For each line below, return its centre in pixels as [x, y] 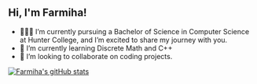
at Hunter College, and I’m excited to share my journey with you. [123, 40]
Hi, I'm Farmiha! [48, 13]
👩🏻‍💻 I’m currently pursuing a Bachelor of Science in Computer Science [134, 31]
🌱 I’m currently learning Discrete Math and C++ [96, 48]
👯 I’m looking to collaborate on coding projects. [96, 56]
